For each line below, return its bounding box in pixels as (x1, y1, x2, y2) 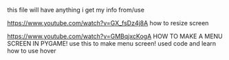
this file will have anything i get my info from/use (7, 6, 144, 14)
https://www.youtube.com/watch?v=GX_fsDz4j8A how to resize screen (7, 19, 209, 27)
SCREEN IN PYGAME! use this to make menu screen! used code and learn (7, 40, 217, 47)
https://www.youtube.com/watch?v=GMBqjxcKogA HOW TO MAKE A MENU (7, 32, 223, 40)
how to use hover (7, 47, 56, 55)
